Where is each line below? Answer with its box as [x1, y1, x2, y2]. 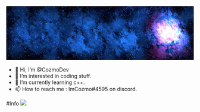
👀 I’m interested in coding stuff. [14, 73, 92, 80]
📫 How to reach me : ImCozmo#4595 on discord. [14, 86, 137, 93]
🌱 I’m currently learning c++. [14, 79, 85, 86]
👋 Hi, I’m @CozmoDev [14, 66, 70, 73]
